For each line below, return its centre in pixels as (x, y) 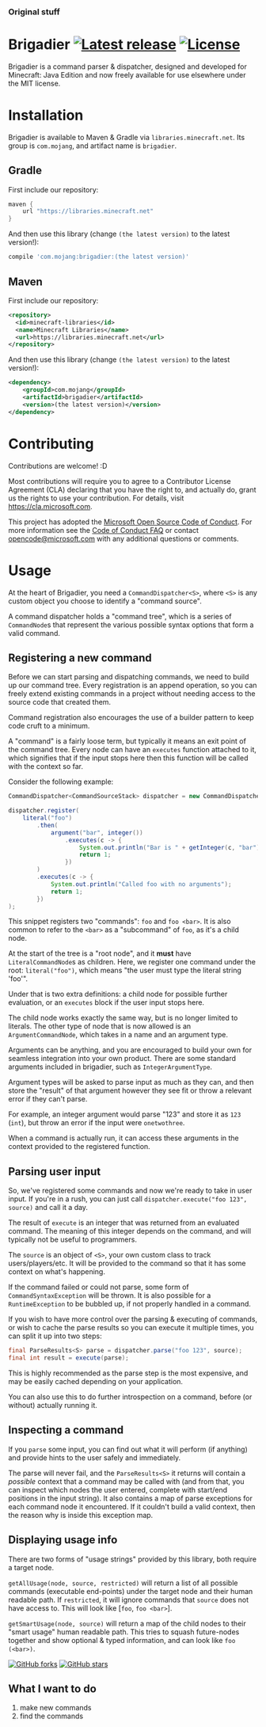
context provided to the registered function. (79, 1147)
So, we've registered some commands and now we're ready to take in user (130, 1191)
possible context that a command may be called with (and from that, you (126, 1481)
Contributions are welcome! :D (58, 466)
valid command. (34, 633)
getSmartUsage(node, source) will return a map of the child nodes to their (127, 1623)
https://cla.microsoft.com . (50, 506)
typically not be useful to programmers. (72, 1240)
